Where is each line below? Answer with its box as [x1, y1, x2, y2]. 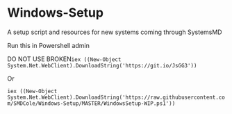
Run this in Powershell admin [7, 41, 90, 49]
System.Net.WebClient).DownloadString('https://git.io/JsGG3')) [7, 62, 197, 69]
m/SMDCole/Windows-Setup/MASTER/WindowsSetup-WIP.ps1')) [7, 99, 176, 107]
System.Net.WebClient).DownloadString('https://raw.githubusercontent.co [7, 94, 226, 101]
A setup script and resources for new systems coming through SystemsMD [7, 28, 222, 36]
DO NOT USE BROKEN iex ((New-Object [7, 54, 122, 63]
